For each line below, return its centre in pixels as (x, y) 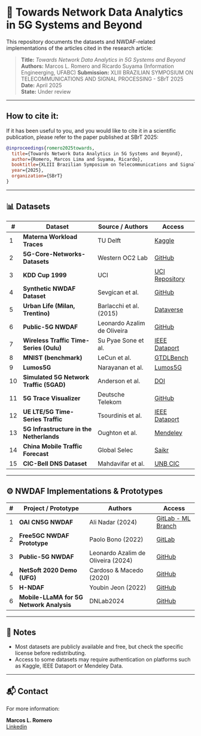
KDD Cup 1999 (45, 275)
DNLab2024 (107, 601)
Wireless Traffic (46, 340)
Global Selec (115, 450)
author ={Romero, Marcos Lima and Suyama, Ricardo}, (77, 159)
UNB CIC (167, 463)
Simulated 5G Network (56, 377)
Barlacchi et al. (118, 306)
